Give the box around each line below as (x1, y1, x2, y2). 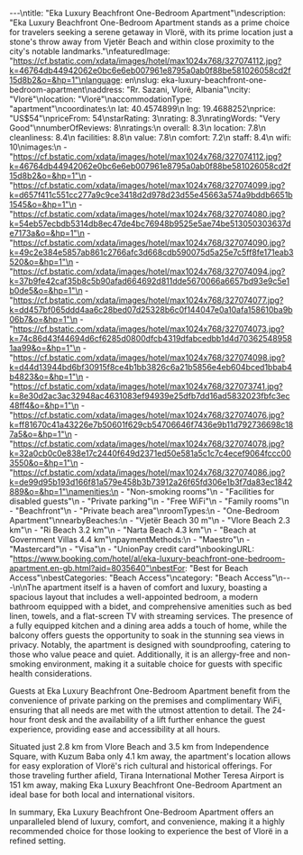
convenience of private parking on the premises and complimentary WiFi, (9, 696, 282, 705)
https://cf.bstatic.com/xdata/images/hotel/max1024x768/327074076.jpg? (13, 410, 285, 420)
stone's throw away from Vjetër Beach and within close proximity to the (9, 36, 275, 47)
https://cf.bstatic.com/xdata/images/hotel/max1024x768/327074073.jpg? (13, 323, 285, 334)
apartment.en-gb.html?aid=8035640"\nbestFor (9, 563, 186, 573)
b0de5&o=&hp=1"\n (9, 286, 83, 296)
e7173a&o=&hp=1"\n (9, 228, 86, 238)
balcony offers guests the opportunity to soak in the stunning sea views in (9, 630, 285, 641)
